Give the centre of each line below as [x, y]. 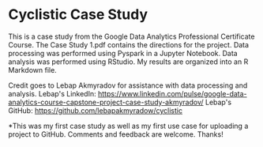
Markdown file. [32, 70]
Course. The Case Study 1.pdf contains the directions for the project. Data [129, 44]
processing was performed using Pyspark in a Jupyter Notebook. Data [123, 53]
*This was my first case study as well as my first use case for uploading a [128, 126]
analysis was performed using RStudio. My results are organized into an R [128, 62]
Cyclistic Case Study [78, 15]
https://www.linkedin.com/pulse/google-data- [172, 93]
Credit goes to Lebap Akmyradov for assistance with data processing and [128, 85]
